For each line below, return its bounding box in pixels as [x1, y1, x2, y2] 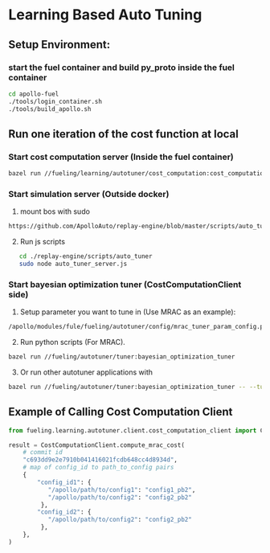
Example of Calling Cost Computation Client [8, 405, 233, 419]
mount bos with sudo [19, 207, 91, 216]
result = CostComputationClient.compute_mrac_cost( [8, 440, 185, 449]
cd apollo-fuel [8, 90, 59, 98]
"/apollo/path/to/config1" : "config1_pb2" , [47, 485, 196, 494]
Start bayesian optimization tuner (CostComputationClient [8, 279, 242, 290]
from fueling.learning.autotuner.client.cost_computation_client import [8, 426, 257, 435]
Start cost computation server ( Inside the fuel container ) [8, 151, 235, 162]
